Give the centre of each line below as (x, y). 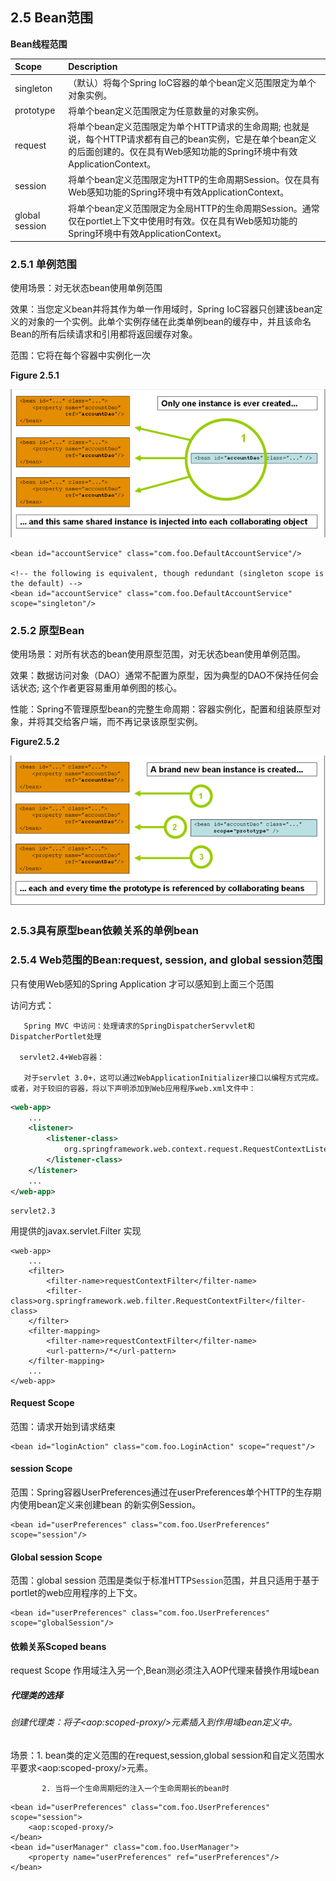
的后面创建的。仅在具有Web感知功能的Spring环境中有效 (183, 152)
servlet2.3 (33, 1211)
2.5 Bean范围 (52, 18)
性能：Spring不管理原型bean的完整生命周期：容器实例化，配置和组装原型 (161, 709)
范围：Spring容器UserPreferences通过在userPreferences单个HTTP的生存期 (166, 1492)
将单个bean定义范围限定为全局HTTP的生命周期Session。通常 (194, 208)
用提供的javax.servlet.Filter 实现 (76, 1230)
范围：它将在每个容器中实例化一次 (80, 355)
